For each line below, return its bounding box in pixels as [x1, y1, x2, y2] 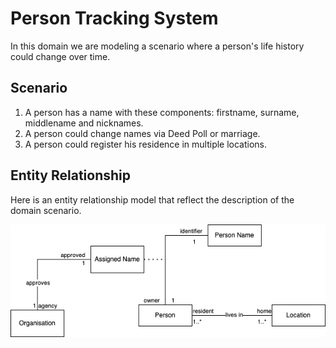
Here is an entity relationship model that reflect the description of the [10, 193, 295, 206]
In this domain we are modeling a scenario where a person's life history [10, 40, 305, 52]
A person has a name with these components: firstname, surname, [24, 106, 300, 118]
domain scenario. [10, 204, 82, 216]
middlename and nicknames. [24, 117, 144, 129]
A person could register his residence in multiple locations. [24, 138, 268, 150]
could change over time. [10, 50, 111, 62]
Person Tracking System [10, 7, 219, 30]
